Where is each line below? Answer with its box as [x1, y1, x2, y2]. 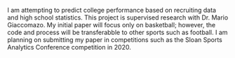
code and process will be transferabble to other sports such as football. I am [7, 28, 228, 36]
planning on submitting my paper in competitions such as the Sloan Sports [7, 36, 222, 44]
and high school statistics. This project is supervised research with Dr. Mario [7, 13, 229, 22]
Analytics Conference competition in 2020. [7, 43, 131, 51]
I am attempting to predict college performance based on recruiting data [7, 6, 216, 14]
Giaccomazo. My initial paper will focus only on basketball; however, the [7, 21, 216, 29]
